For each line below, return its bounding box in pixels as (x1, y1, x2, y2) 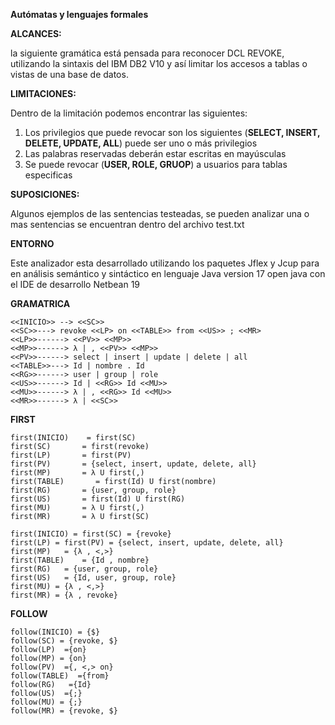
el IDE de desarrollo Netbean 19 (10, 279, 141, 290)
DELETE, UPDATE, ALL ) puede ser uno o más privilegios (24, 137, 258, 149)
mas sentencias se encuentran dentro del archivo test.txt (10, 219, 245, 230)
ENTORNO (10, 238, 55, 249)
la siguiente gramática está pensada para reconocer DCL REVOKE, (10, 47, 285, 59)
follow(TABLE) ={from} (10, 671, 110, 681)
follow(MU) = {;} (10, 697, 83, 707)
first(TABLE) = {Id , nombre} (10, 555, 150, 565)
